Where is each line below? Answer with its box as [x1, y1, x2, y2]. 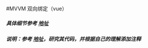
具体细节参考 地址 [6, 19, 49, 26]
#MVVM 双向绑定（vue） [6, 5, 68, 12]
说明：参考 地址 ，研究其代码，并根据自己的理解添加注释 [6, 35, 142, 42]
